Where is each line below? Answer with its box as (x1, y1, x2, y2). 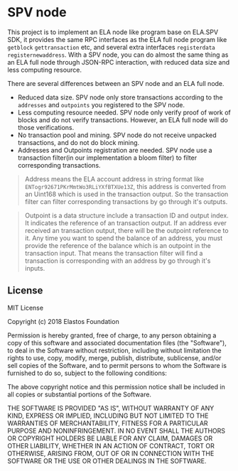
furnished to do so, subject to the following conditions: (7, 369, 167, 377)
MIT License (7, 303, 44, 312)
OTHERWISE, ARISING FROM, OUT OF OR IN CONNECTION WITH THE (7, 449, 215, 458)
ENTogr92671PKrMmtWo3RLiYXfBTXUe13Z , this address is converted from (24, 182, 227, 190)
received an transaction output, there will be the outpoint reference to (24, 226, 229, 234)
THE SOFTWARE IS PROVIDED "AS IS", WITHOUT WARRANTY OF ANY (7, 404, 215, 412)
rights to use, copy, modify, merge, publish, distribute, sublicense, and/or (7, 353, 222, 362)
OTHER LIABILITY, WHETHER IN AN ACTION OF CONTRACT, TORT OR (7, 441, 215, 450)
